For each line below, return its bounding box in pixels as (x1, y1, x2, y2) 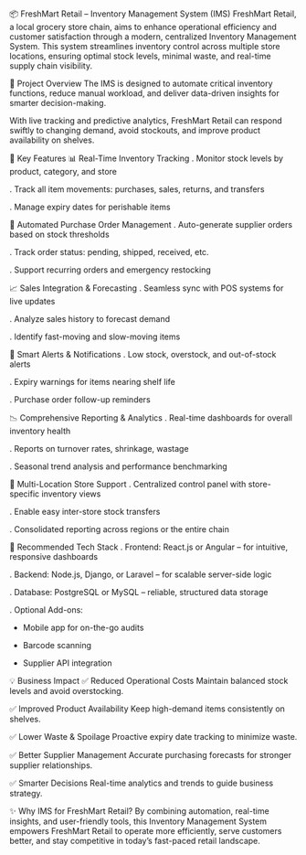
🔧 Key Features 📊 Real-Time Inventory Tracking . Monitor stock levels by (9, 153, 284, 164)
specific (9, 488, 40, 499)
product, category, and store (9, 166, 117, 176)
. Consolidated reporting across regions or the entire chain (9, 524, 230, 534)
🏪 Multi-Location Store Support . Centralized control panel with (9, 479, 247, 489)
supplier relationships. (9, 760, 93, 771)
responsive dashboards (9, 551, 99, 561)
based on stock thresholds (9, 229, 110, 240)
